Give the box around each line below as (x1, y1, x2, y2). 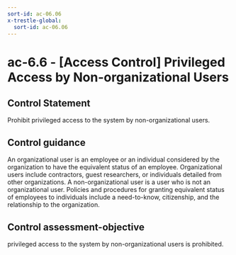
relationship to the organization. (7, 200, 101, 209)
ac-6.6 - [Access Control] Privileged (7, 54, 225, 70)
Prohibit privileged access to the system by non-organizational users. (7, 116, 210, 125)
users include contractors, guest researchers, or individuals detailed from (7, 171, 222, 179)
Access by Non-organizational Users (7, 69, 229, 85)
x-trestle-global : (7, 17, 62, 24)
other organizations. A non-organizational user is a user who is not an (7, 178, 211, 186)
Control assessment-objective (7, 221, 145, 233)
